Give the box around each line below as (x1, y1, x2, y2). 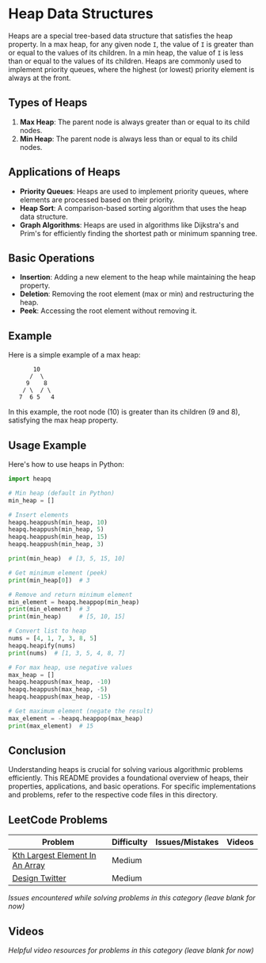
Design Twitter (12, 873, 66, 884)
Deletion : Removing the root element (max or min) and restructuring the (19, 289, 255, 299)
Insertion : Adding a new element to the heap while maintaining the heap (19, 273, 256, 282)
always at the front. (8, 73, 71, 82)
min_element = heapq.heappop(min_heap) (8, 598, 140, 606)
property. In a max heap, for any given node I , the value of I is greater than (8, 39, 254, 48)
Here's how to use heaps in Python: (8, 460, 124, 468)
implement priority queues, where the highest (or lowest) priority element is (8, 64, 255, 74)
